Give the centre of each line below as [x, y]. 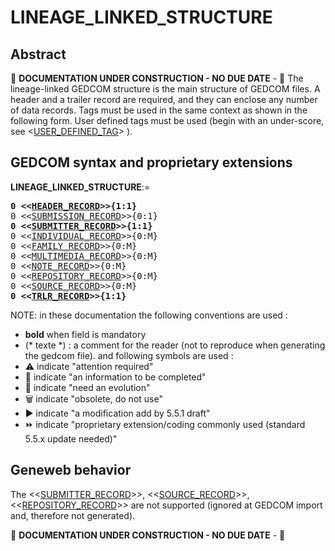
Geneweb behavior [71, 470]
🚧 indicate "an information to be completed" [115, 377]
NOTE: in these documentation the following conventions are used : [149, 315]
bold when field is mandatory [85, 334]
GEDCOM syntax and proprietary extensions [151, 162]
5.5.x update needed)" [71, 438]
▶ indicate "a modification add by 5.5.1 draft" [117, 413]
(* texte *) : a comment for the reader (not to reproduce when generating [175, 345]
